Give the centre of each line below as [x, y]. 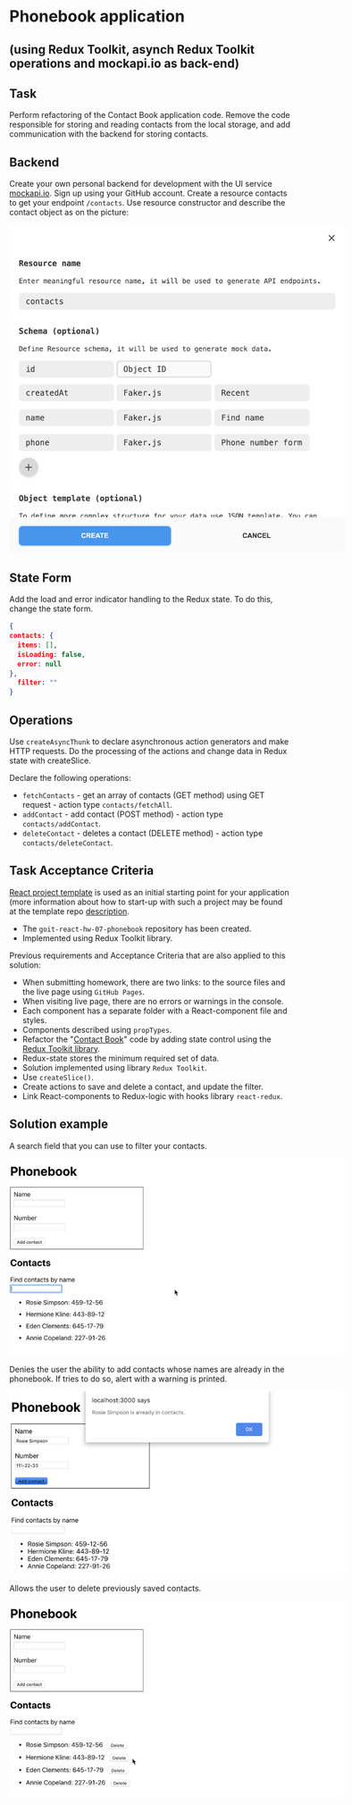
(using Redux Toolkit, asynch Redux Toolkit [132, 50]
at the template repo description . [69, 911]
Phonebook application [97, 17]
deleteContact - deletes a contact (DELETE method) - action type [142, 833]
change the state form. [51, 609]
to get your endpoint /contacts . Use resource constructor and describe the [147, 203]
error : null [40, 664]
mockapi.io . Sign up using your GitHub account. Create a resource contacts [148, 193]
